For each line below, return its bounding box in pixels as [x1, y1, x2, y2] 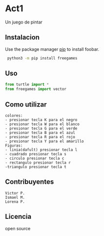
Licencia [5, 213, 32, 221]
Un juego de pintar [5, 19, 43, 25]
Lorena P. [5, 199, 25, 204]
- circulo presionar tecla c [5, 156, 64, 161]
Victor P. [5, 191, 25, 195]
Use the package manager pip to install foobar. [5, 46, 99, 52]
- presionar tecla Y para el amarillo [5, 139, 84, 144]
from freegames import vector [5, 86, 67, 92]
